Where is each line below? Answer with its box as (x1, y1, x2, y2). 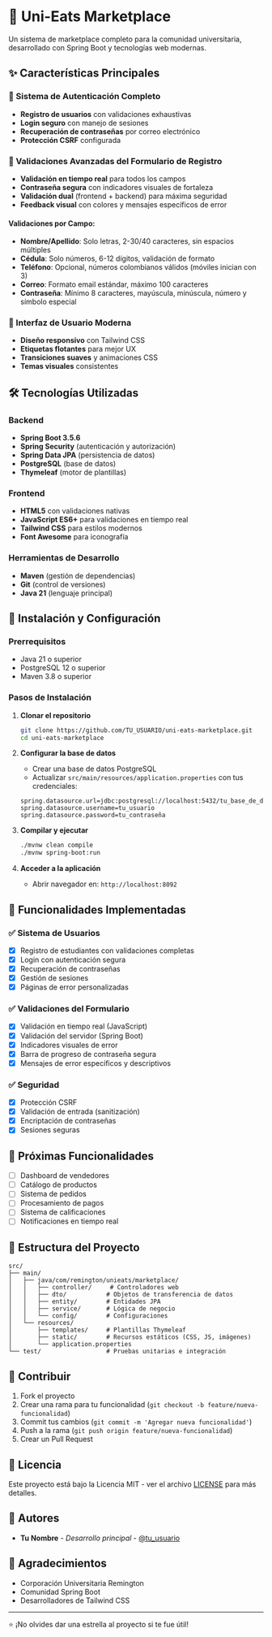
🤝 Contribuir (8, 1369, 71, 1384)
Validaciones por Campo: (8, 219, 96, 228)
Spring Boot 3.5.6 (19, 433, 81, 443)
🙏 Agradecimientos (8, 1557, 108, 1570)
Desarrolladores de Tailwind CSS (19, 1596, 130, 1605)
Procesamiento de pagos (19, 1198, 104, 1208)
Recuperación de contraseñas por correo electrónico (19, 126, 201, 136)
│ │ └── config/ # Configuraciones (8, 1312, 168, 1320)
